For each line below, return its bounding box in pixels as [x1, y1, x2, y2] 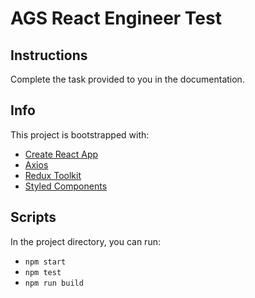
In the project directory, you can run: [10, 235, 161, 247]
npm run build [24, 278, 84, 288]
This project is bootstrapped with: [10, 128, 150, 141]
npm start [24, 257, 67, 267]
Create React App [24, 148, 99, 160]
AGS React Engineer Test [10, 7, 222, 30]
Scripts [10, 209, 57, 226]
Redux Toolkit [24, 169, 82, 181]
